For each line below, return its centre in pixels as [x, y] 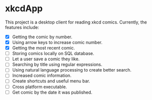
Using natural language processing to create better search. [72, 70]
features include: [22, 27]
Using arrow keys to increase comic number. [57, 42]
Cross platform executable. [39, 87]
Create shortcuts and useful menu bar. [51, 81]
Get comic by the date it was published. [52, 92]
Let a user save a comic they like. [46, 59]
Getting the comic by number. [42, 37]
